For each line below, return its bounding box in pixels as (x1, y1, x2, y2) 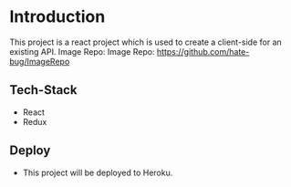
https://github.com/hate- (156, 46, 250, 57)
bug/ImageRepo (9, 56, 70, 67)
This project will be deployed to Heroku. (22, 167, 173, 178)
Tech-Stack (9, 82, 78, 98)
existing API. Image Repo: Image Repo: (9, 46, 155, 57)
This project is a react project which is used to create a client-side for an (9, 36, 283, 47)
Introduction (9, 6, 106, 27)
